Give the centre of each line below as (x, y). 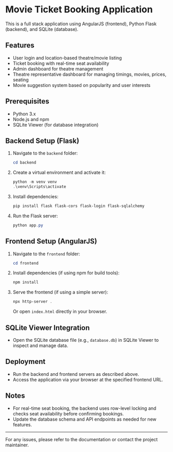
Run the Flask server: (35, 216)
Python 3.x (24, 114)
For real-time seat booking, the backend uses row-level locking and (84, 408)
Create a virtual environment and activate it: (59, 172)
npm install (25, 282)
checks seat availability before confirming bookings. (68, 413)
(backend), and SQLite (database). (42, 29)
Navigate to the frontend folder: (46, 254)
